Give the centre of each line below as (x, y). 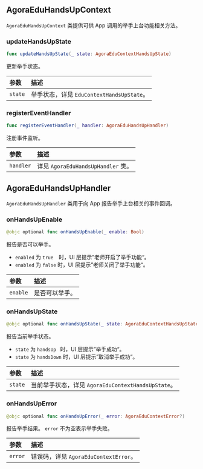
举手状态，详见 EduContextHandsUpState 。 (90, 95)
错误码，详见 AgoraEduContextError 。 (84, 457)
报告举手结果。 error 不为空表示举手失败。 (60, 428)
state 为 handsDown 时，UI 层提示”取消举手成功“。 (76, 357)
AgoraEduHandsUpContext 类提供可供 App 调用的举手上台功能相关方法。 (94, 25)
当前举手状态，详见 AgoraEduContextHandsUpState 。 (104, 385)
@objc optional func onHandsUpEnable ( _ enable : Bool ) (76, 232)
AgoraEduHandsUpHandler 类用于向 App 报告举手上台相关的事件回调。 (91, 203)
